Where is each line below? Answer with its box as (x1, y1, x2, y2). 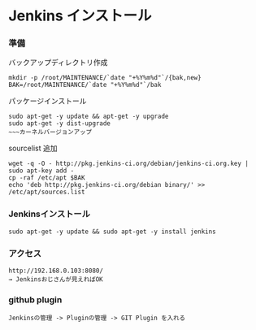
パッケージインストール (8, 96, 87, 106)
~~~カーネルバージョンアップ (8, 128, 92, 137)
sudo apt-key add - (8, 167, 75, 175)
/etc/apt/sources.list (8, 188, 85, 197)
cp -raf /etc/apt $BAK (8, 174, 85, 182)
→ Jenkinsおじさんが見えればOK (8, 276, 103, 284)
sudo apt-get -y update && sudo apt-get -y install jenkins (8, 228, 217, 236)
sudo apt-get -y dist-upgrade (8, 119, 111, 128)
